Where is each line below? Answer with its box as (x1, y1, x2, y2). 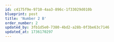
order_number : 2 (5, 20, 38, 26)
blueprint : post (5, 12, 38, 16)
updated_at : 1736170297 (5, 29, 53, 34)
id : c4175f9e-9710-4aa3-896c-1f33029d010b (5, 7, 92, 12)
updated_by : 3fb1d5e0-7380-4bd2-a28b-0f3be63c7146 (5, 25, 110, 30)
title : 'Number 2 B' (5, 16, 47, 21)
